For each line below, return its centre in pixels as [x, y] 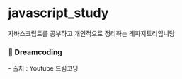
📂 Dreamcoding [35, 52]
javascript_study [58, 13]
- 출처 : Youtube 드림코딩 [43, 68]
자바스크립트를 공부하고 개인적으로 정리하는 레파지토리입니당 [92, 33]
